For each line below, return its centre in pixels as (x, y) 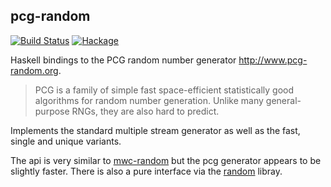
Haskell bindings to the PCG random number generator (123, 60)
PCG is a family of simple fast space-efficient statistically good (164, 90)
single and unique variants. (66, 141)
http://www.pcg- (273, 60)
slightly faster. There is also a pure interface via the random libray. (146, 171)
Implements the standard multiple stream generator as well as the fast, (155, 130)
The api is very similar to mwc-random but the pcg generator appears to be (166, 160)
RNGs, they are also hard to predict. (145, 111)
